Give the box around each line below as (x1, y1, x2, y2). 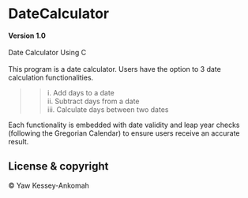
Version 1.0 (8, 31, 46, 40)
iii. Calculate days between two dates (47, 104, 169, 114)
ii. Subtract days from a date (47, 96, 140, 106)
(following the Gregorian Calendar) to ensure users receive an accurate (8, 128, 240, 138)
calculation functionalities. (8, 73, 94, 82)
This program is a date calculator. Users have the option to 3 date (8, 64, 221, 73)
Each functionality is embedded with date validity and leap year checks (8, 120, 240, 129)
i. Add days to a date (47, 88, 115, 97)
